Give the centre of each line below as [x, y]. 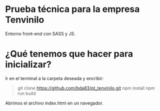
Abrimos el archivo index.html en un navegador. [54, 103]
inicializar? [28, 65]
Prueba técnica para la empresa [72, 9]
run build [26, 93]
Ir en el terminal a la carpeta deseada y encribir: [54, 78]
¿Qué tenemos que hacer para [69, 54]
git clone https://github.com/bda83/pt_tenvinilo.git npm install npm [86, 88]
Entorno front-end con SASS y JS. [40, 33]
